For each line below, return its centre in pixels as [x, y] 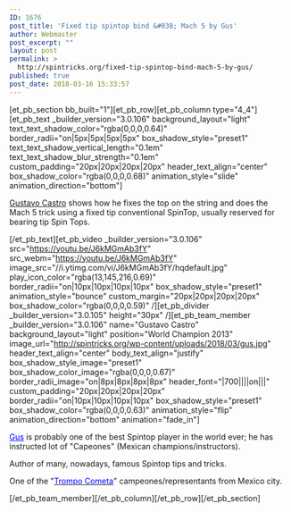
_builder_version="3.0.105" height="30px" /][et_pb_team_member [130, 315]
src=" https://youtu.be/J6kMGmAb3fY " [80, 248]
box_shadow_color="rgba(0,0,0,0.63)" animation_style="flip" [121, 410]
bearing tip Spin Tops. [50, 222]
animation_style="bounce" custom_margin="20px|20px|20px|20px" [135, 296]
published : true [39, 76]
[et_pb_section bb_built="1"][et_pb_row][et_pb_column [110, 109]
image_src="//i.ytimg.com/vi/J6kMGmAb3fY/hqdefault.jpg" [118, 267]
